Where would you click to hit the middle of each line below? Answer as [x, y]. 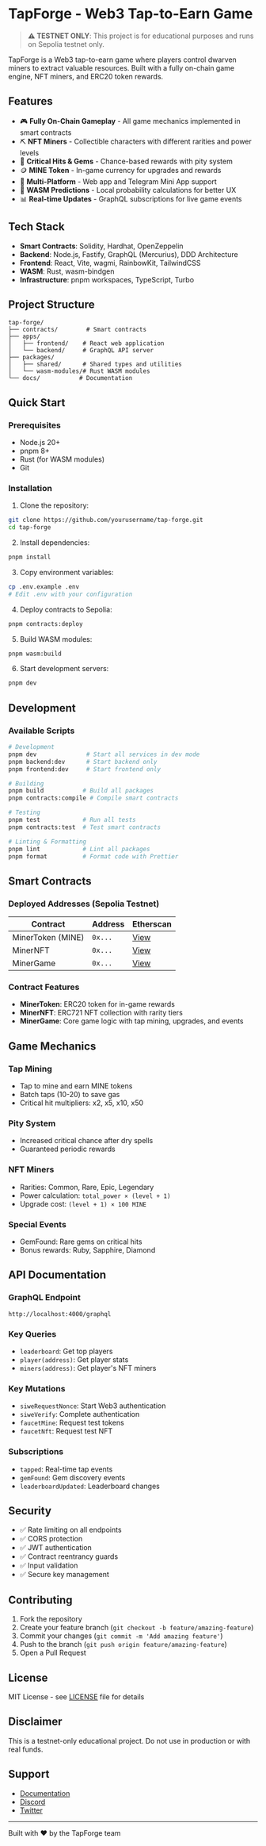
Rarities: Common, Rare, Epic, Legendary [87, 1187]
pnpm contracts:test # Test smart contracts [84, 827]
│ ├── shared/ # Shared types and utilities [95, 365]
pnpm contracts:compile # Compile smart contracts [93, 798]
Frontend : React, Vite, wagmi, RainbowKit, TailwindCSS [110, 263]
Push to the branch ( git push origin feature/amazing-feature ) [123, 1645]
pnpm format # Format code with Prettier [93, 856]
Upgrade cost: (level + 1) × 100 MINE [83, 1203]
